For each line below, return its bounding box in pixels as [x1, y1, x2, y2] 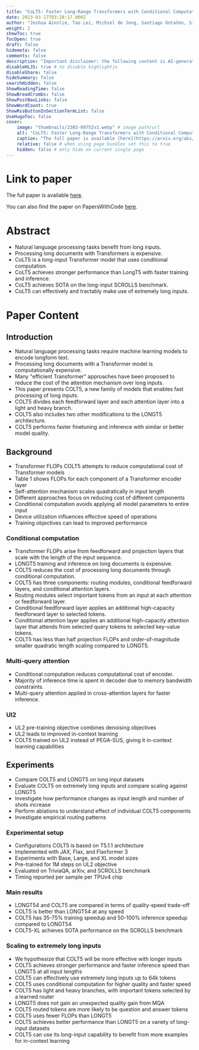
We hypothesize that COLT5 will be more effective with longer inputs [14, 955, 182, 962]
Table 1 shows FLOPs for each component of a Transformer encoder [14, 475, 182, 482]
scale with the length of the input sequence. [14, 554, 123, 561]
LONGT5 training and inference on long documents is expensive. [14, 560, 173, 567]
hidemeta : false [6, 47, 46, 53]
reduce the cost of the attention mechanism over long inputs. [14, 379, 164, 386]
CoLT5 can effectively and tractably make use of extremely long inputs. [14, 288, 189, 295]
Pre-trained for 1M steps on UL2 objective [14, 861, 117, 868]
